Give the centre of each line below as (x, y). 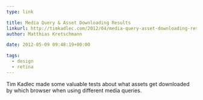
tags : (13, 56)
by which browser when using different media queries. (74, 90)
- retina (23, 67)
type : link (20, 12)
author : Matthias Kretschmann (44, 34)
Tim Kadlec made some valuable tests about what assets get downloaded (98, 84)
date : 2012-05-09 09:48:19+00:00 (48, 45)
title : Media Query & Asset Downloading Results (69, 23)
